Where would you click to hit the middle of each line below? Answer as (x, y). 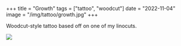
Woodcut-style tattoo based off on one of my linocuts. (71, 26)
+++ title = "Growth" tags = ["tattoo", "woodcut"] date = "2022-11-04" (91, 8)
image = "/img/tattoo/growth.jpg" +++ (52, 15)
